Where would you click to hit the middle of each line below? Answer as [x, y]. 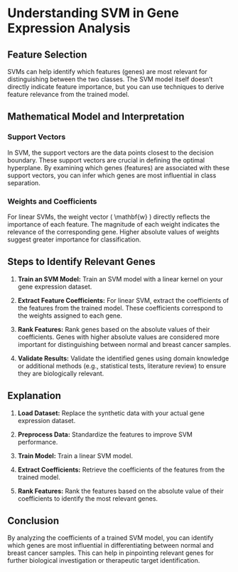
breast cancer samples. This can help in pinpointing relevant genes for [110, 553]
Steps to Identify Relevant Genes [81, 262]
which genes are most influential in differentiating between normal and [111, 546]
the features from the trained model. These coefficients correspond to [120, 308]
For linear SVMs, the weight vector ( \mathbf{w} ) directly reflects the [109, 217]
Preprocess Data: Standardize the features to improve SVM [105, 434]
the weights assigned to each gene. [70, 316]
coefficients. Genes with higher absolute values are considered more [119, 337]
